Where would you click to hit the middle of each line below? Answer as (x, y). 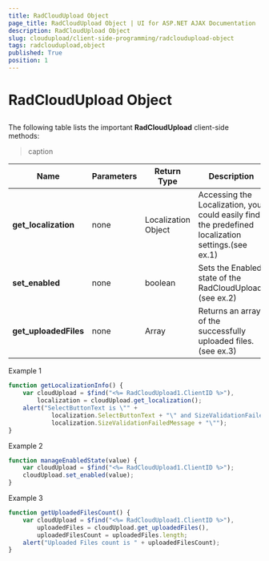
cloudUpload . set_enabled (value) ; (78, 475)
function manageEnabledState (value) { (73, 460)
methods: (24, 136)
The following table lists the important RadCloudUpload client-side (119, 127)
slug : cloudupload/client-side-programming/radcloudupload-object (121, 38)
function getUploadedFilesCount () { (69, 513)
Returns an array (229, 311)
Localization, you (230, 205)
